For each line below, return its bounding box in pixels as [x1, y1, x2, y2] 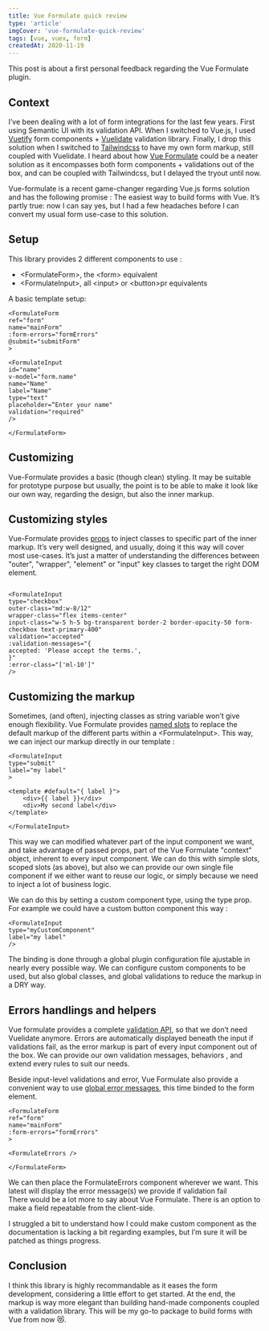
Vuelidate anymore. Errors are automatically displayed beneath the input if [8, 1033, 254, 1042]
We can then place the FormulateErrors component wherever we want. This [8, 1177, 259, 1187]
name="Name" [8, 380, 48, 388]
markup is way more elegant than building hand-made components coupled [8, 1297, 259, 1307]
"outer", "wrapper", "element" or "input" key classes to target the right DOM [8, 560, 259, 569]
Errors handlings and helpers [8, 1003, 157, 1017]
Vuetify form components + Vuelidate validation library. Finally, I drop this [8, 134, 251, 143]
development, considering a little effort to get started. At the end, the [8, 1288, 236, 1299]
